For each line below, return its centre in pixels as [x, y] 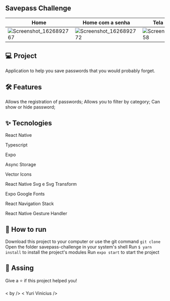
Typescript [16, 145]
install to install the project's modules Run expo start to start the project [82, 253]
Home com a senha [107, 22]
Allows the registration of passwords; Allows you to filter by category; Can [83, 102]
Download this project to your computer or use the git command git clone [83, 241]
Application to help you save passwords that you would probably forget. [80, 71]
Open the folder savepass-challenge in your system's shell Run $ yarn [78, 247]
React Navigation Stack [30, 204]
